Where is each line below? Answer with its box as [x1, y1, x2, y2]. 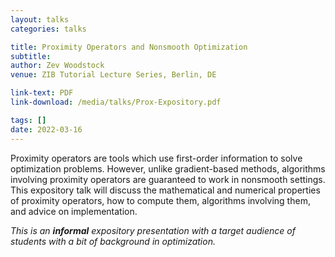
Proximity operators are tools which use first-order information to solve [10, 152, 303, 164]
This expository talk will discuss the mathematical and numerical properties [10, 184, 321, 196]
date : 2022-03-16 [10, 124, 83, 135]
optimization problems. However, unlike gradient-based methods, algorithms [10, 162, 326, 175]
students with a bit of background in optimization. [10, 235, 216, 247]
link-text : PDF [10, 88, 74, 98]
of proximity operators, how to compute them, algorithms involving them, [10, 194, 311, 206]
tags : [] [10, 115, 47, 125]
